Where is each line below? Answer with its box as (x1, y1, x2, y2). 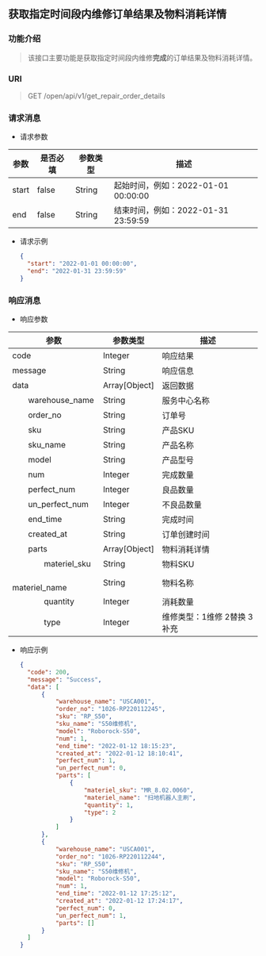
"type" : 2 (83, 808, 116, 816)
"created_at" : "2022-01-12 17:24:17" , (55, 897, 184, 905)
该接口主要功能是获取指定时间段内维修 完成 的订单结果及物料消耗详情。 (27, 52, 257, 62)
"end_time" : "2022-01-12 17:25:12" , (55, 889, 177, 898)
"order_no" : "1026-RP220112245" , (55, 705, 166, 713)
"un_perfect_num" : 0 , (55, 764, 127, 772)
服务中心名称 (161, 395, 210, 406)
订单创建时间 (161, 529, 210, 540)
